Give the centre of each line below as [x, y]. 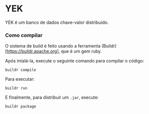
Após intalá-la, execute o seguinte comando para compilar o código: [75, 61]
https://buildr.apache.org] [33, 51]
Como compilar [24, 35]
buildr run [16, 88]
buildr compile [21, 70]
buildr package [21, 107]
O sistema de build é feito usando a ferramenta [53, 46]
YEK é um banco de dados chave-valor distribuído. [57, 22]
